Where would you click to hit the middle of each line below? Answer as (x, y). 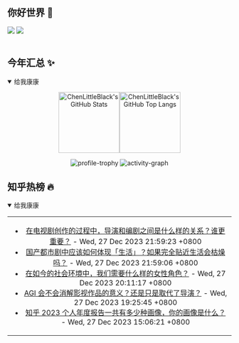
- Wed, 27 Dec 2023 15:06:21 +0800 (126, 322)
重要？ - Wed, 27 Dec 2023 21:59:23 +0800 (126, 242)
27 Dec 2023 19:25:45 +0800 (126, 302)
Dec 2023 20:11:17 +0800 (126, 283)
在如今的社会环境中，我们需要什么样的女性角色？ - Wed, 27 (126, 274)
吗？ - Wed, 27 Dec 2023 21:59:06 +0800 (126, 263)
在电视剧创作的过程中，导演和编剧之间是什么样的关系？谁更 (126, 231)
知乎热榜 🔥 (31, 187)
